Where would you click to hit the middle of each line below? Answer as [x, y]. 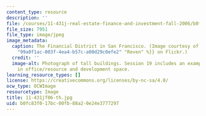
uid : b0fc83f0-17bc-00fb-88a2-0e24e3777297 [63, 103]
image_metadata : [27, 41]
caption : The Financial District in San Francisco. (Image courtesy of [105, 47]
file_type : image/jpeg [35, 35]
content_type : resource [37, 12]
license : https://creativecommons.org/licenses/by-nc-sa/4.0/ [87, 80]
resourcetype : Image [33, 92]
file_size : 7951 [27, 29]
